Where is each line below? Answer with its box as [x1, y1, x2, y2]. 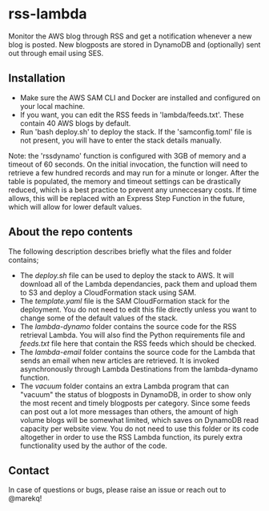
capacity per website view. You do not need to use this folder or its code [19, 424, 259, 433]
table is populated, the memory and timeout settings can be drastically [8, 176, 242, 186]
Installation [8, 71, 66, 85]
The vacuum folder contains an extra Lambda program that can [19, 381, 230, 391]
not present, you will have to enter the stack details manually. [19, 135, 223, 145]
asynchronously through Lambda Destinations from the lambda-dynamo [19, 364, 259, 373]
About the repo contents [8, 225, 134, 239]
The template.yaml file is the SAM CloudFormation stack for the [19, 296, 230, 305]
